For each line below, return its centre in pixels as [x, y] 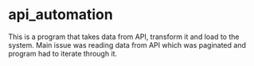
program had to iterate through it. [63, 53]
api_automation [61, 15]
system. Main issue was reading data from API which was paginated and [127, 45]
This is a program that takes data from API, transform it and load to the [124, 37]
